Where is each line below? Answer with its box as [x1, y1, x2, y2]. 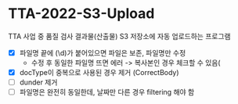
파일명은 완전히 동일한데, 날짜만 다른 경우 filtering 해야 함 [19, 88, 195, 97]
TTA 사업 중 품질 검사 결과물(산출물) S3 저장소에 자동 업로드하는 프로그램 [8, 31, 231, 41]
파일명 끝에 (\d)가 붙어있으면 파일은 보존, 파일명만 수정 [19, 48, 186, 57]
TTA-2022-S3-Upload [8, 5, 155, 23]
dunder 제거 [19, 77, 58, 87]
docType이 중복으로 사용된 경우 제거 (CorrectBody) [19, 68, 179, 77]
